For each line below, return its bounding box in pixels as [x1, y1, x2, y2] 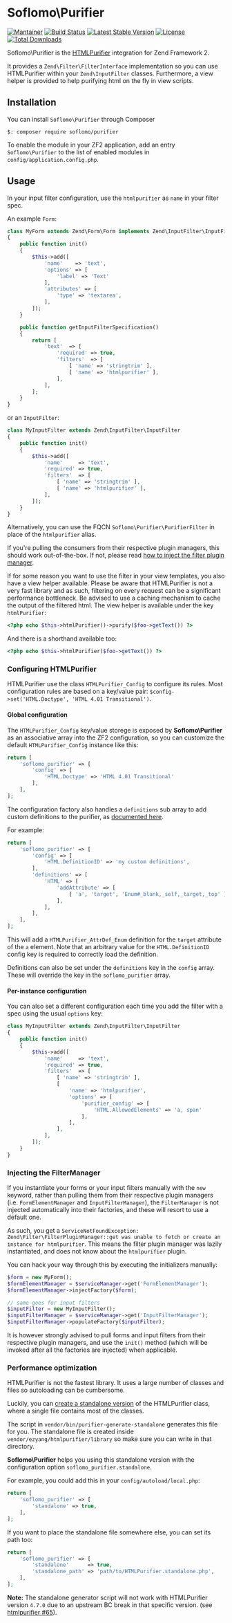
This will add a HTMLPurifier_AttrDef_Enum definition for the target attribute [7, 935, 222, 944]
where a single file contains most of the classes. [7, 1406, 144, 1415]
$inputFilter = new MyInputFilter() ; [7, 1305, 116, 1312]
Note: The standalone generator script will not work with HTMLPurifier [7, 1593, 209, 1602]
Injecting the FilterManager [7, 1168, 101, 1177]
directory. [7, 1442, 35, 1451]
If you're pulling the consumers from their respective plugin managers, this [7, 544, 220, 552]
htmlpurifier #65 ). [7, 1608, 57, 1616]
